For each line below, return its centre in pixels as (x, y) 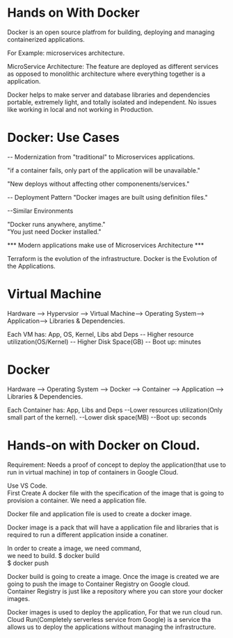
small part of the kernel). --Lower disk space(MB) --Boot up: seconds (107, 417)
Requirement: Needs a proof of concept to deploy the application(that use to (116, 465)
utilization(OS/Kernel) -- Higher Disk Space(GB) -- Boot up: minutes (104, 342)
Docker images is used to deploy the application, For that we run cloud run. (115, 612)
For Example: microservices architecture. (66, 53)
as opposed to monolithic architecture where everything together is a (106, 74)
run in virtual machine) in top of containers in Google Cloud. (93, 472)
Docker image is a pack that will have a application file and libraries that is (113, 527)
